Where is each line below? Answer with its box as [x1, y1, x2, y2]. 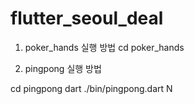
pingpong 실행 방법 [24, 62, 102, 74]
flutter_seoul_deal [10, 7, 164, 30]
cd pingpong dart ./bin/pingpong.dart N [10, 82, 173, 94]
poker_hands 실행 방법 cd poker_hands [24, 41, 185, 53]
